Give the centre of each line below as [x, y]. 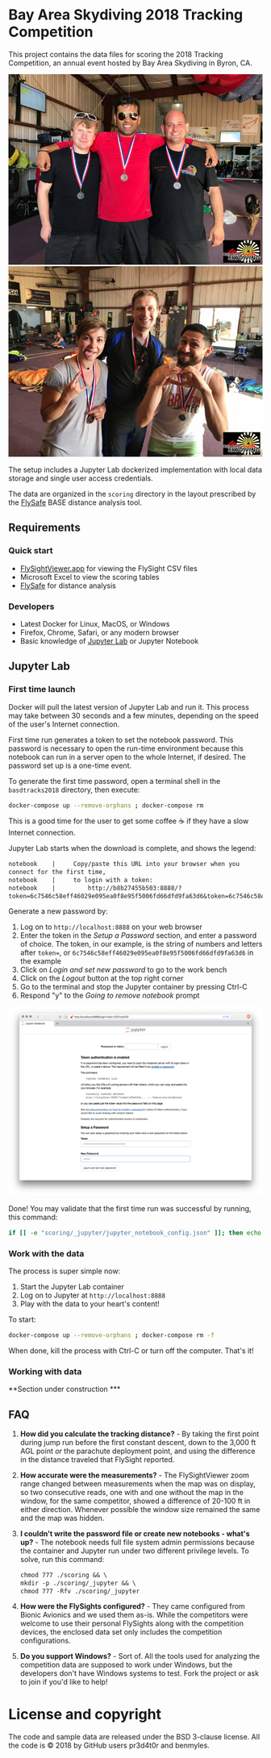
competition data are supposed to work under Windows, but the [126, 1665]
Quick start [31, 551]
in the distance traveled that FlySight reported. [97, 1460]
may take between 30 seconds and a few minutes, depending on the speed [134, 715]
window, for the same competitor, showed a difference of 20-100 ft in [135, 1501]
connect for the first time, [57, 873]
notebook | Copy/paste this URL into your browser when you [124, 864]
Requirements [44, 528]
